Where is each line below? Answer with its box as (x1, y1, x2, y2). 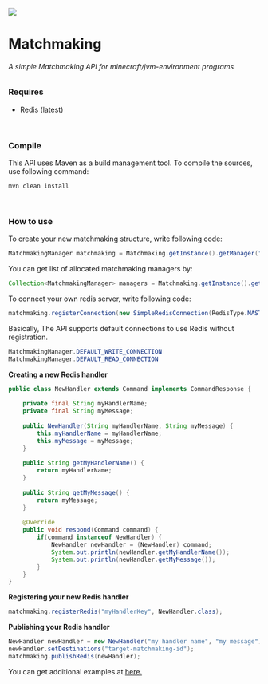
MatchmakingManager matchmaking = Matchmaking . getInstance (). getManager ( (8, 250, 259, 258)
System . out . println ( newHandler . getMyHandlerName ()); (50, 548, 230, 556)
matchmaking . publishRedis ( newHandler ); (8, 652, 141, 660)
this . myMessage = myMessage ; (37, 437, 134, 445)
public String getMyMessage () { (22, 488, 130, 496)
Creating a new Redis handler (8, 370, 108, 379)
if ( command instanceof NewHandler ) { (37, 533, 162, 542)
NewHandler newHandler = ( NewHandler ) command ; (50, 541, 213, 549)
